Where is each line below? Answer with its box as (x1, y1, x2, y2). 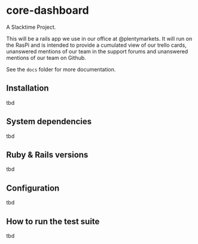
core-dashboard (6, 4, 89, 17)
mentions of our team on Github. (6, 54, 87, 61)
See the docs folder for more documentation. (6, 65, 116, 73)
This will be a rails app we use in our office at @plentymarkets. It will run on (6, 35, 193, 42)
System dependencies (6, 116, 92, 126)
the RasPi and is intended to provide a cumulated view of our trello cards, (6, 41, 187, 49)
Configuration (6, 183, 60, 193)
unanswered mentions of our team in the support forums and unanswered (6, 47, 188, 55)
